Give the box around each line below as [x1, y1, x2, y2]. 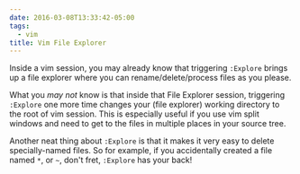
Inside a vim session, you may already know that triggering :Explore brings [9, 63, 288, 74]
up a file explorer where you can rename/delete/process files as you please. [9, 73, 292, 83]
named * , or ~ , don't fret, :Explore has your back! [9, 154, 193, 166]
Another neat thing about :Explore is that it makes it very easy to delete [9, 135, 275, 146]
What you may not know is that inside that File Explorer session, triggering [9, 90, 286, 100]
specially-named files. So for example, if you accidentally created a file [9, 145, 273, 156]
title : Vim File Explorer [9, 38, 106, 48]
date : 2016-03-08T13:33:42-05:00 [9, 13, 135, 22]
